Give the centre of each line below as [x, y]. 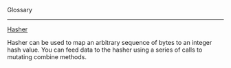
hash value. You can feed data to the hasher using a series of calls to [105, 50]
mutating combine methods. [47, 57]
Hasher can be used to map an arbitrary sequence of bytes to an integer [110, 42]
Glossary [20, 10]
